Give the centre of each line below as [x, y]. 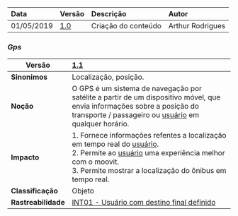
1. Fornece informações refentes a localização [149, 136]
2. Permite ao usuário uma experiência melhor [148, 153]
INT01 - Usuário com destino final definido [144, 203]
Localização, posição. [108, 77]
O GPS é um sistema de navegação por [137, 89]
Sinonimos [29, 77]
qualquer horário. [101, 124]
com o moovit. [95, 162]
